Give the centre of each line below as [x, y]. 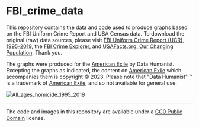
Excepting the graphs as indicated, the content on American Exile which [94, 70]
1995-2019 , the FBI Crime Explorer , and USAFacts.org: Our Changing [90, 46]
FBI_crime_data [45, 11]
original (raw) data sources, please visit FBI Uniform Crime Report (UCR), [95, 40]
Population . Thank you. [34, 52]
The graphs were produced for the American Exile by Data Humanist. [90, 64]
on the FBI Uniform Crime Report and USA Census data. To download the [95, 33]
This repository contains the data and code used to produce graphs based [97, 27]
